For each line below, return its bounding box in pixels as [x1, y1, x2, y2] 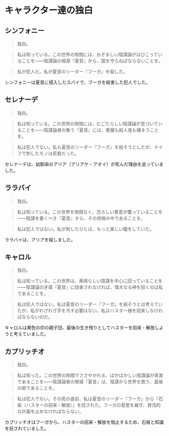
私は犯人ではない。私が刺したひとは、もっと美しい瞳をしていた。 [17, 226, 154, 232]
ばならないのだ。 [17, 314, 53, 320]
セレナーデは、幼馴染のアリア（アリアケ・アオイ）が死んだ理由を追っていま [5, 161, 164, 167]
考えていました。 [13, 331, 49, 337]
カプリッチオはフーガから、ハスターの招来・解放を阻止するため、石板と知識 [5, 419, 164, 425]
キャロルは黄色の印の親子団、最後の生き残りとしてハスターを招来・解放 [5, 325, 155, 331]
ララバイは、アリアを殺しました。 [5, 236, 76, 243]
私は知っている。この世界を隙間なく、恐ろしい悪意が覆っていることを [17, 208, 163, 215]
